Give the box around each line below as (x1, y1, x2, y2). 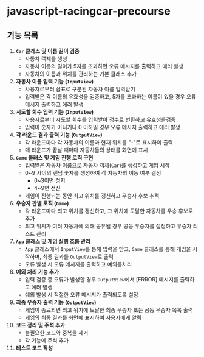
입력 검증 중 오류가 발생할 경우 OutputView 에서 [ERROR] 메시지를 (24, 276, 178, 283)
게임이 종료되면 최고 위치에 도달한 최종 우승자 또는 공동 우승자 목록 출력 (24, 306, 194, 313)
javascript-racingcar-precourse (7, 4, 171, 18)
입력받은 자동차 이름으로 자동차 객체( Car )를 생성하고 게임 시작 (24, 161, 170, 169)
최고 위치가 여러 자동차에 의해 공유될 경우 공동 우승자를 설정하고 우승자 (24, 222, 192, 230)
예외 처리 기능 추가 (15, 268, 59, 275)
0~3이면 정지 (33, 177, 66, 184)
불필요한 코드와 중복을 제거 (24, 329, 89, 336)
